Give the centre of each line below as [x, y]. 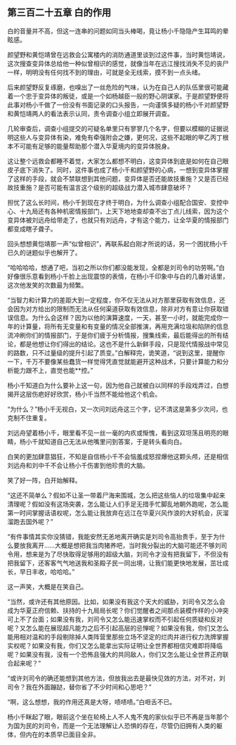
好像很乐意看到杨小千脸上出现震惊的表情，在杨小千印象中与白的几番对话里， [118, 276]
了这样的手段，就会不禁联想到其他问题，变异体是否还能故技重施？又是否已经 [118, 179]
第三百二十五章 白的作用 [59, 13]
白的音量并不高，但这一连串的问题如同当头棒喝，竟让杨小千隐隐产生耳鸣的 [115, 31]
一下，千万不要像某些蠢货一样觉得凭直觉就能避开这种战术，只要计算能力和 [115, 362]
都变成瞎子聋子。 [32, 229]
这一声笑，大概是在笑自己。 [47, 587]
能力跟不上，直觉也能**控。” [53, 370]
